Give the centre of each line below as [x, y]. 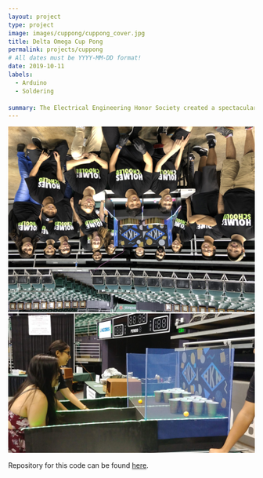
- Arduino [31, 82]
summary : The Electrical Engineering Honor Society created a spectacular [133, 108]
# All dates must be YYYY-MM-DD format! [75, 58]
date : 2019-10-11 [36, 67]
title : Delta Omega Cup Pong [56, 42]
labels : [21, 75]
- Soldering [35, 91]
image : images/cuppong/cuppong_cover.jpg [77, 33]
